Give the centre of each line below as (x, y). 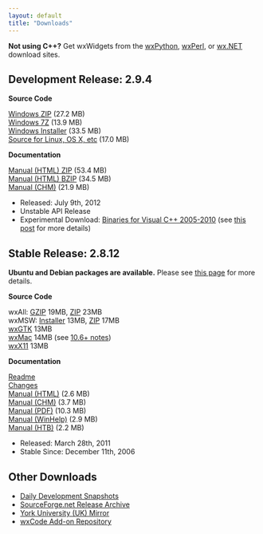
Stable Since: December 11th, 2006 (77, 452)
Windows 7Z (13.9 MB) (45, 123)
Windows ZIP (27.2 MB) (47, 114)
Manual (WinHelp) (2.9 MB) (53, 419)
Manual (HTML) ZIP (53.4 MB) (58, 170)
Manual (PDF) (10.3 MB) (47, 411)
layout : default (35, 16)
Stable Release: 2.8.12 (64, 253)
